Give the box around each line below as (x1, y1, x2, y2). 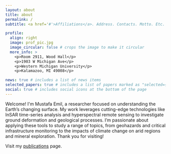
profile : (5, 31, 24, 36)
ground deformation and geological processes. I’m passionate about (5, 117, 149, 123)
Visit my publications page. (5, 143, 62, 149)
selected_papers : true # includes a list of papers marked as (5, 82, 140, 88)
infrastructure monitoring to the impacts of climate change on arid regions (5, 128, 161, 134)
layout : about (5, 7, 36, 13)
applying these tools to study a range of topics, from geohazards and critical (5, 122, 166, 128)
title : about (5, 12, 33, 17)
